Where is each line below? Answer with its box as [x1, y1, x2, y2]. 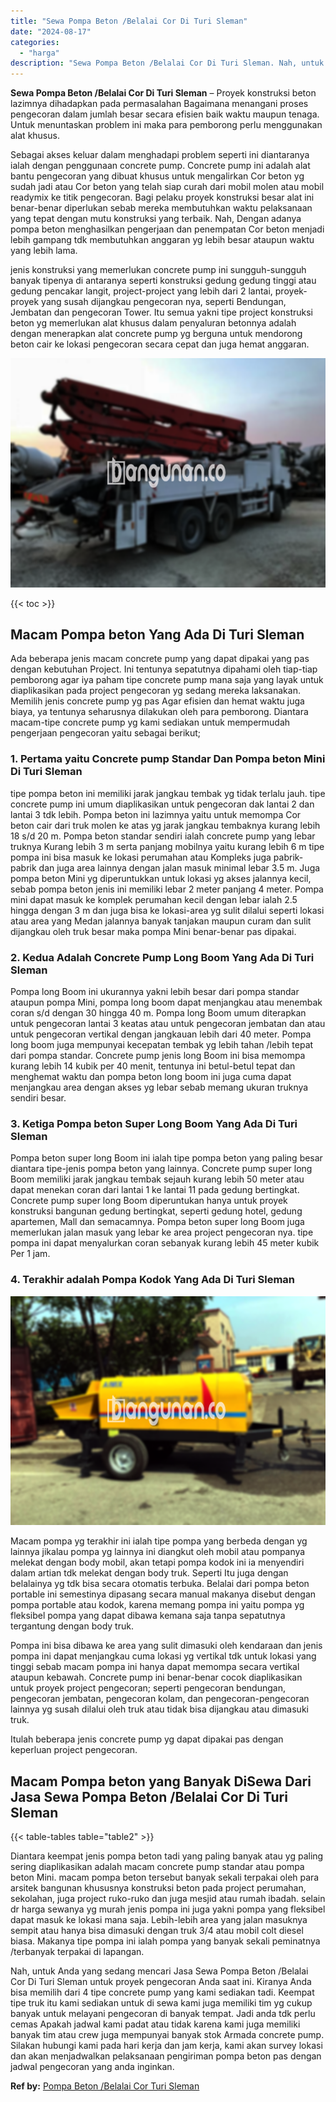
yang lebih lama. [10, 245, 78, 257]
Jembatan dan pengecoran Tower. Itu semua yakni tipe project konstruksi [10, 306, 313, 319]
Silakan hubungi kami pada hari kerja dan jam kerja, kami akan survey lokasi [10, 2040, 323, 2051]
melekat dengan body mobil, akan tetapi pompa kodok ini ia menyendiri [10, 1556, 305, 1569]
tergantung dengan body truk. [10, 1620, 134, 1632]
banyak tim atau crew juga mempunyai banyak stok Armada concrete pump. [10, 2029, 325, 2040]
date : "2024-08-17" [10, 26, 92, 37]
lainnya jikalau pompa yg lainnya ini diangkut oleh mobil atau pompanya [10, 1546, 306, 1558]
